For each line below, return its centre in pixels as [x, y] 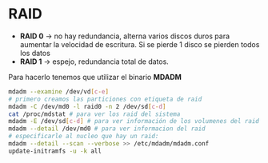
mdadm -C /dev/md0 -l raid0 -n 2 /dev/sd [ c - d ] [87, 106]
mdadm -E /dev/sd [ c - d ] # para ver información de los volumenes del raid [134, 121]
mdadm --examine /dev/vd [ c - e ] [59, 91]
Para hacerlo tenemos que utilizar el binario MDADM [95, 77]
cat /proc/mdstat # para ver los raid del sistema [94, 114]
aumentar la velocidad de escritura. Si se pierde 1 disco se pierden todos [140, 44]
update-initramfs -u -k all [55, 151]
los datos [35, 53]
